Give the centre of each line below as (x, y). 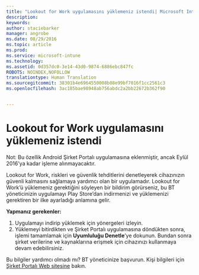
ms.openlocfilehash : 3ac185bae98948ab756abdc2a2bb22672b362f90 (86, 89)
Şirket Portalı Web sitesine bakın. (46, 266)
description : (22, 17)
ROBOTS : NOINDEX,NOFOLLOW (38, 72)
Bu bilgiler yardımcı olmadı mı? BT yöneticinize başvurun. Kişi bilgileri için (95, 259)
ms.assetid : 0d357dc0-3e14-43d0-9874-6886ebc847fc (70, 67)
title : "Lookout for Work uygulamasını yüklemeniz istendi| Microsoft (95, 12)
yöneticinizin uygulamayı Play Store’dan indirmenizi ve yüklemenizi (87, 193)
